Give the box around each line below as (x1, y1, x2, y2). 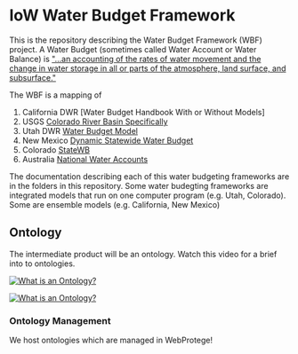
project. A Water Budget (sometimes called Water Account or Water (9, 43, 257, 54)
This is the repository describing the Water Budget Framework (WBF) (9, 35, 262, 45)
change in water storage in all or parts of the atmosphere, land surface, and (9, 63, 286, 74)
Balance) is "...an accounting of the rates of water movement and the (9, 53, 262, 64)
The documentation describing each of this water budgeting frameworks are (9, 170, 290, 182)
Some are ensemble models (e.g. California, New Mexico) (9, 199, 221, 209)
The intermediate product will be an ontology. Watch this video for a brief (9, 248, 278, 259)
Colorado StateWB (21, 144, 91, 155)
